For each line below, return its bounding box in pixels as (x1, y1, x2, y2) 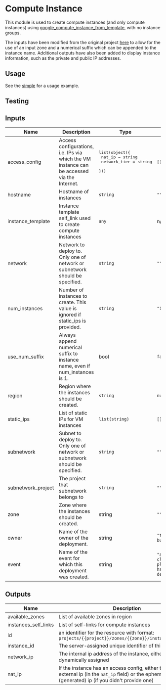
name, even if (58, 362, 90, 369)
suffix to (58, 350, 78, 357)
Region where (58, 383, 91, 390)
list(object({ (98, 150, 130, 155)
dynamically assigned (58, 656, 110, 663)
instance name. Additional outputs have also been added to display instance (5, 50, 161, 56)
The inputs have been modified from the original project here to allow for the (5, 39, 161, 45)
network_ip (7, 653, 34, 660)
